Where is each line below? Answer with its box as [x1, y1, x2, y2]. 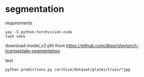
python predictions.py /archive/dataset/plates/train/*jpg [5, 67, 131, 72]
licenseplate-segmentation [5, 48, 60, 54]
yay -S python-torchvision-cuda [5, 29, 72, 34]
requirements [5, 20, 33, 26]
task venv [5, 34, 26, 39]
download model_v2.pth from [5, 42, 65, 48]
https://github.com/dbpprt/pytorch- [66, 42, 139, 48]
